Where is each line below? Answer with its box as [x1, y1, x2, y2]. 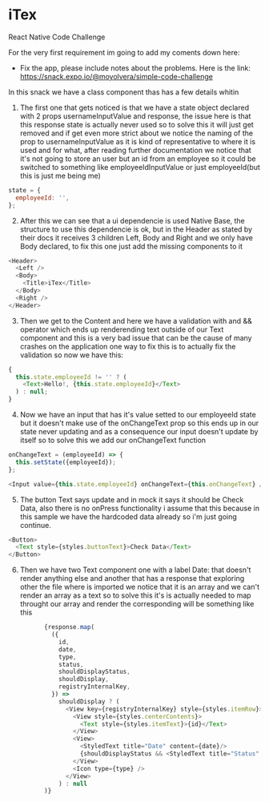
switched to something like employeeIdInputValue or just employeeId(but [19, 162, 260, 171]
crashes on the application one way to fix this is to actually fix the [19, 341, 236, 351]
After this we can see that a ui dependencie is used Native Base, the [19, 216, 246, 225]
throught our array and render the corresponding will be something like [19, 599, 255, 609]
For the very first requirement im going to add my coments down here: [8, 47, 240, 57]
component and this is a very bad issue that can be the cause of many [19, 332, 252, 342]
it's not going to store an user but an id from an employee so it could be [19, 154, 256, 163]
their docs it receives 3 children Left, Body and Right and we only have [19, 232, 254, 242]
